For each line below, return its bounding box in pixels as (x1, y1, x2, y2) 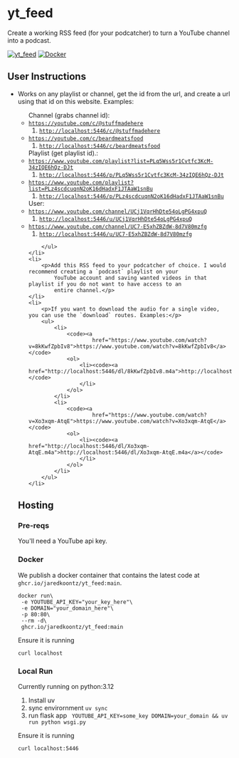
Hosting (17, 499, 54, 512)
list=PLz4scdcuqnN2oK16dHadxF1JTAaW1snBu (28, 185, 153, 192)
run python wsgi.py (28, 719, 87, 726)
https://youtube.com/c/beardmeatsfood (28, 135, 144, 142)
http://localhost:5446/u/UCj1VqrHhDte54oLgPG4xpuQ (38, 215, 193, 222)
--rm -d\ (21, 617, 48, 624)
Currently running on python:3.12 (17, 682, 115, 691)
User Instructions (7, 71, 87, 83)
